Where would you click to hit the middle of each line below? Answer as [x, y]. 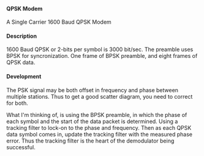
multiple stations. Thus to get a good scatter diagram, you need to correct [100, 96]
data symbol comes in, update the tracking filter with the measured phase [100, 134]
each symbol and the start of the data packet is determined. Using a [92, 121]
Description [22, 36]
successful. [21, 147]
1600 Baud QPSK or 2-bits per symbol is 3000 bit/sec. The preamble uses [100, 49]
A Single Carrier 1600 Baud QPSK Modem [59, 22]
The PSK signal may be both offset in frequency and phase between [93, 90]
